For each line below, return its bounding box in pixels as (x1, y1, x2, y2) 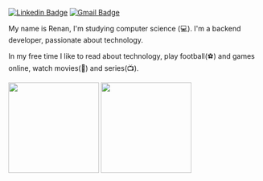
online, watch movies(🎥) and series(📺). (8, 64, 139, 72)
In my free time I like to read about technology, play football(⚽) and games (8, 51, 255, 60)
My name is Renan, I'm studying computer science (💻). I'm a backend (8, 24, 241, 33)
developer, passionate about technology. (8, 35, 143, 44)
